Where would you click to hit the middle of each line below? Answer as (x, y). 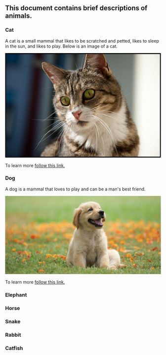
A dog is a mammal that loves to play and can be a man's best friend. (75, 189)
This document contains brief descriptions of (76, 8)
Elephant (16, 295)
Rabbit (13, 335)
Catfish (14, 348)
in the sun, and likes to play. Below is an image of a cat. (61, 46)
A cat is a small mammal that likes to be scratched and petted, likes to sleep (82, 41)
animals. (19, 16)
